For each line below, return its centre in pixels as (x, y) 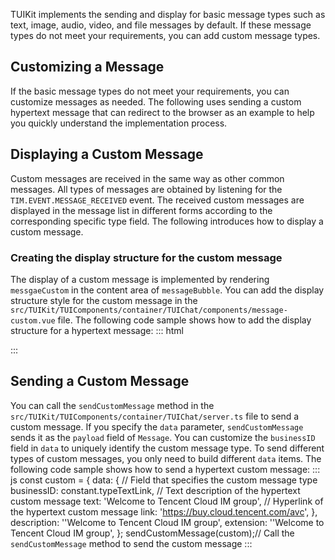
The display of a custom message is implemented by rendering (140, 279)
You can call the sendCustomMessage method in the (112, 405)
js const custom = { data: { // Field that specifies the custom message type (164, 480)
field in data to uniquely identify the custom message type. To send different (167, 448)
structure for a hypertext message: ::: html (97, 330)
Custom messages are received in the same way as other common (147, 178)
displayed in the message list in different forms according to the (141, 210)
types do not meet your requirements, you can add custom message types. (165, 35)
